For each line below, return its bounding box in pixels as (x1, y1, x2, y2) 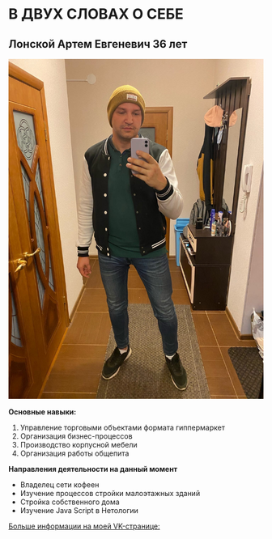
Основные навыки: (8, 407, 77, 417)
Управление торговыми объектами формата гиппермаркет (19, 422, 225, 432)
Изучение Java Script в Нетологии (19, 506, 139, 515)
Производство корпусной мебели (19, 440, 138, 449)
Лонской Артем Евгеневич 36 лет (8, 37, 188, 51)
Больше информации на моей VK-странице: (8, 521, 160, 531)
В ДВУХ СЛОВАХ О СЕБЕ (8, 5, 184, 23)
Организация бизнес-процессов (19, 431, 133, 441)
